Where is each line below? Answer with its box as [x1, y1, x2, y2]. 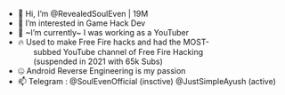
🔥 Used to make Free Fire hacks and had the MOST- [17, 36, 209, 47]
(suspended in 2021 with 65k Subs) [33, 56, 163, 67]
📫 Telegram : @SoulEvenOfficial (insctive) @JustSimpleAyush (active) [17, 76, 276, 86]
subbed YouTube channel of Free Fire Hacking [33, 47, 204, 57]
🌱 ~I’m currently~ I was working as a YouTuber [17, 28, 190, 37]
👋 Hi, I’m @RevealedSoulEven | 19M [17, 9, 149, 19]
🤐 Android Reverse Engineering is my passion [17, 66, 186, 75]
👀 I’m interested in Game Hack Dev [17, 18, 146, 28]
